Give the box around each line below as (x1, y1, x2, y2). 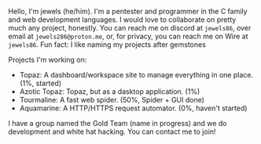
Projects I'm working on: (8, 55, 87, 64)
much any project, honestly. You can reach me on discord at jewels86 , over (8, 23, 252, 32)
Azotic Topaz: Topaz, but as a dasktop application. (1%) (19, 87, 200, 96)
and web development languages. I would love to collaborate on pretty (8, 15, 237, 24)
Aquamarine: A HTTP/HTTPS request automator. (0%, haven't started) (19, 103, 248, 113)
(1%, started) (19, 78, 61, 88)
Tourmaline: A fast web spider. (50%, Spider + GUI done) (19, 95, 204, 104)
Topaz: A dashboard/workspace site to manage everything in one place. (19, 70, 254, 79)
